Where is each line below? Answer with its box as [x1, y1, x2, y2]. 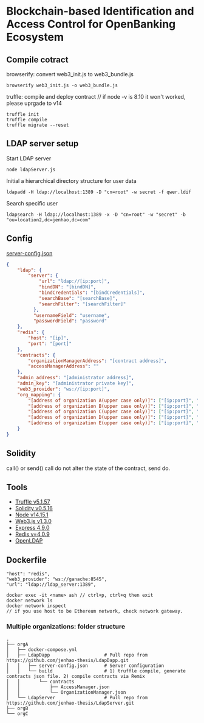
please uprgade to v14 [6, 99, 63, 107]
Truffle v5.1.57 [15, 498, 50, 505]
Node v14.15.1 [15, 511, 49, 519]
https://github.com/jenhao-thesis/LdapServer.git [6, 700, 135, 707]
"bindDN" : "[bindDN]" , [38, 284, 97, 290]
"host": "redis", [6, 571, 50, 577]
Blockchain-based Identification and [6, 4, 194, 18]
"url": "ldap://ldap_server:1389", [6, 582, 97, 588]
